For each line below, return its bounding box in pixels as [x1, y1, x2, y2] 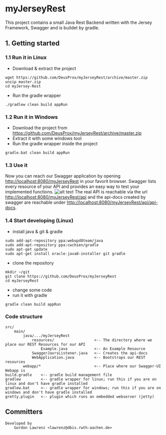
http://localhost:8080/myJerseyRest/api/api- [67, 199, 158, 205]
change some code [12, 287, 52, 293]
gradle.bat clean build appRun [5, 150, 70, 155]
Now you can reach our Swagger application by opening [5, 173, 121, 179]
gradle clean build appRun [5, 302, 61, 307]
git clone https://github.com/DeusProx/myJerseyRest [5, 274, 117, 279]
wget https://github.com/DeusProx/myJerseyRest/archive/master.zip [5, 75, 148, 80]
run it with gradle [12, 292, 47, 298]
